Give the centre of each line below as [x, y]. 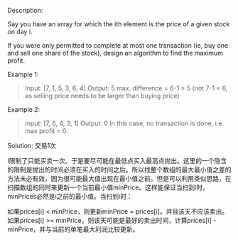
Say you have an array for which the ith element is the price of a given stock [119, 24]
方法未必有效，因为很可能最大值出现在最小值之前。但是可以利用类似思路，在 [119, 178]
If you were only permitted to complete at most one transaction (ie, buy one [118, 45]
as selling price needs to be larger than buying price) [102, 96]
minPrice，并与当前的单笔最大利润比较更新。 [73, 229]
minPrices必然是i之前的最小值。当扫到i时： [70, 196]
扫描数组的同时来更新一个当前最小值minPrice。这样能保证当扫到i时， [108, 187]
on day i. [20, 32]
